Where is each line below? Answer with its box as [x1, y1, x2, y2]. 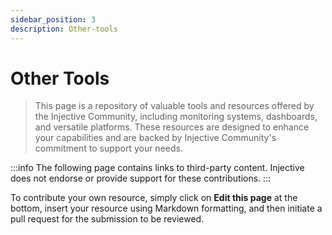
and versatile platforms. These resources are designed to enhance [34, 121, 310, 133]
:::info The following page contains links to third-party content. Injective [10, 162, 305, 174]
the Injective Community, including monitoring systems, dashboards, [34, 111, 318, 123]
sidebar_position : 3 [10, 14, 97, 25]
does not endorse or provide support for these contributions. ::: [10, 172, 272, 185]
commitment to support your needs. [34, 142, 183, 155]
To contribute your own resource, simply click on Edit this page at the [10, 192, 298, 204]
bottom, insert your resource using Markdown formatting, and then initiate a [10, 202, 323, 215]
